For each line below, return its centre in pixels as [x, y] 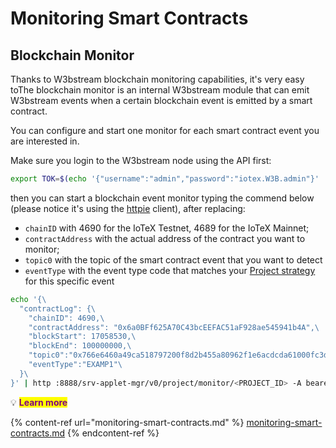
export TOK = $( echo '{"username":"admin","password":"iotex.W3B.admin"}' [165, 179]
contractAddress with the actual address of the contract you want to [165, 238]
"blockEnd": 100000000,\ [80, 346]
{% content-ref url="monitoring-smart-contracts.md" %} [127, 422]
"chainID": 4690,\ [66, 318]
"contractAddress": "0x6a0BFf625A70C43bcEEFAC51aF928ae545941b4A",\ [174, 327]
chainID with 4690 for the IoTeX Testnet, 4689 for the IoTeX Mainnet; [167, 228]
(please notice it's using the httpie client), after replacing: [128, 208]
